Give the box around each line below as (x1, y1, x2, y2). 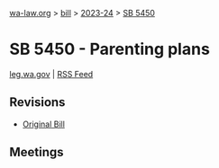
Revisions (9, 94, 66, 111)
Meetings (9, 145, 65, 160)
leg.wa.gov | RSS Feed (9, 68, 94, 79)
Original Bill (22, 119, 66, 129)
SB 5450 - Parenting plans (9, 40, 210, 59)
